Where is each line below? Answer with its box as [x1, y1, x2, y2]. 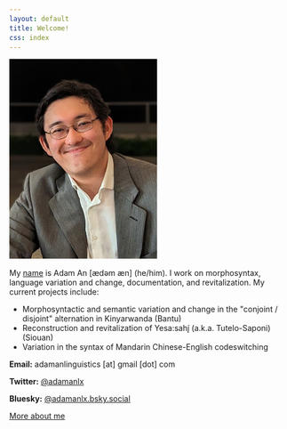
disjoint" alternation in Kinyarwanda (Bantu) [21, 313, 182, 324]
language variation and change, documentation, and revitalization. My [9, 277, 265, 288]
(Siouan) [21, 332, 54, 343]
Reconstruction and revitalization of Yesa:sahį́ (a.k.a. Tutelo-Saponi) [21, 323, 271, 334]
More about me [9, 410, 66, 422]
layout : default [9, 14, 69, 23]
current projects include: [9, 287, 100, 297]
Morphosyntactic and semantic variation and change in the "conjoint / [21, 304, 278, 315]
